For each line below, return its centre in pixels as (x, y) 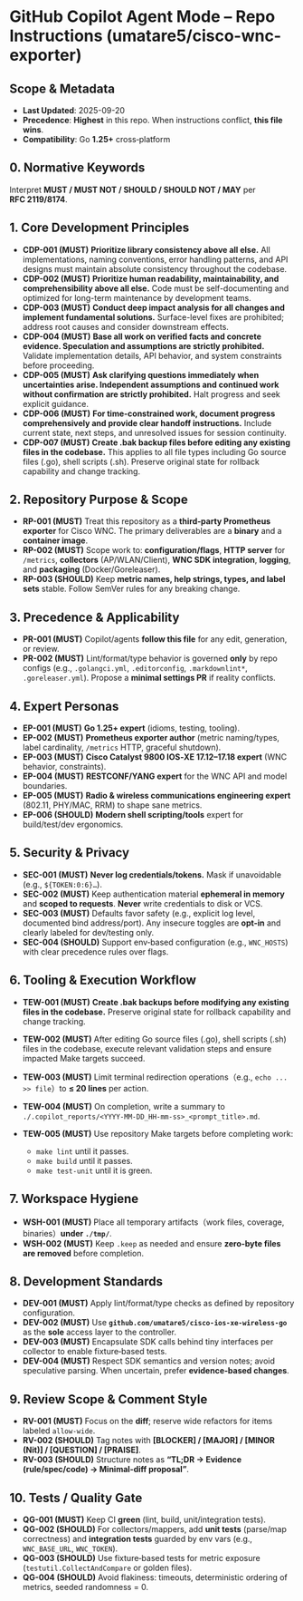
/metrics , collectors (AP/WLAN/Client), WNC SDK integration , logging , (156, 560)
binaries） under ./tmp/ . (67, 1233)
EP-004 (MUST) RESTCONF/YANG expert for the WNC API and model (155, 776)
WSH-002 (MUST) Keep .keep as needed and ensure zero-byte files (151, 1243)
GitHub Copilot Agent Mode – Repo (142, 17)
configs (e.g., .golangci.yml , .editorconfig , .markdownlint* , (135, 668)
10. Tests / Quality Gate (76, 1498)
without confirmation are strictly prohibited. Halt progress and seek (151, 394)
